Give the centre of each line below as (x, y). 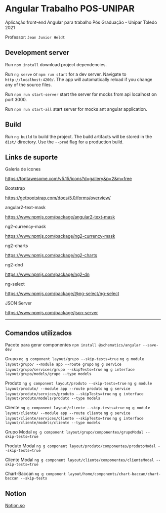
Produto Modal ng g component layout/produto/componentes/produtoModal (81, 446)
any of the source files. (28, 85)
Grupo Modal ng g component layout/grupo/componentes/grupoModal (74, 432)
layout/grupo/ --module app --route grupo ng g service (63, 364)
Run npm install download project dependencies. (56, 64)
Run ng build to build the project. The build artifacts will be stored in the (79, 136)
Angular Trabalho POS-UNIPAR (70, 9)
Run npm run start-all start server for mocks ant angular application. (76, 109)
